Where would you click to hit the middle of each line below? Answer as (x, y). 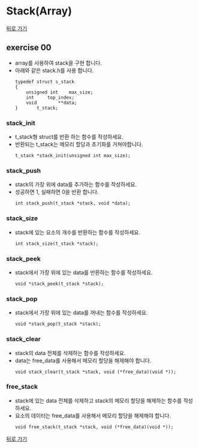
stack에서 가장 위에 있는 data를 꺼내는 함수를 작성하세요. (81, 312)
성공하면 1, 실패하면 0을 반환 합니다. (57, 192)
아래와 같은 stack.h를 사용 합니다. (54, 70)
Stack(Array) (39, 11)
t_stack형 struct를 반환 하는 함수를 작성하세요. (69, 137)
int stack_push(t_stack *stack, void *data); (73, 203)
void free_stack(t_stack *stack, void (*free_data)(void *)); (94, 427)
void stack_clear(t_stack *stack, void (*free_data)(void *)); (96, 372)
